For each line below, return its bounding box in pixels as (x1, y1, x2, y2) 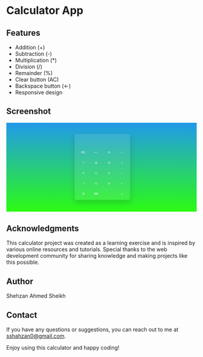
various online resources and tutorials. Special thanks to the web (6, 246, 167, 253)
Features (6, 28, 40, 38)
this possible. (6, 258, 39, 266)
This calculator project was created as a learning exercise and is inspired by (6, 240, 196, 247)
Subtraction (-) (14, 50, 53, 57)
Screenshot (6, 106, 51, 117)
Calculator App (6, 4, 83, 18)
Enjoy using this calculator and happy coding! (6, 344, 120, 352)
